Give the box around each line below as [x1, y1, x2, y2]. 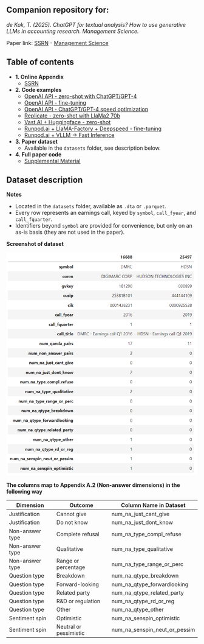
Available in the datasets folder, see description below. [24, 144, 161, 152]
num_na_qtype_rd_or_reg [111, 598, 175, 605]
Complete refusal [56, 531, 100, 538]
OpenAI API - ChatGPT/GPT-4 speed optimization [24, 105, 149, 113]
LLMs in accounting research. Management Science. [6, 27, 139, 35]
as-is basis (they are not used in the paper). [15, 228, 125, 236]
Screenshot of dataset [6, 240, 64, 248]
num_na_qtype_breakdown [111, 572, 179, 579]
